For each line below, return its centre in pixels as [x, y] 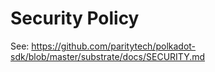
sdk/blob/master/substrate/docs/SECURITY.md [108, 56]
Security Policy [75, 18]
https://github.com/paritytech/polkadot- [114, 46]
